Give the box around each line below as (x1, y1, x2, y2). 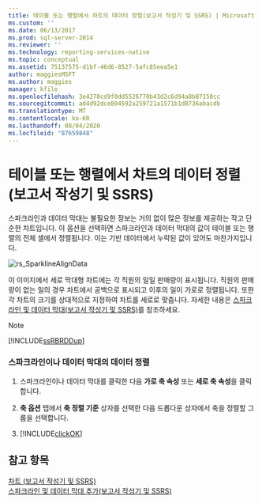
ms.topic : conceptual (8, 56, 80, 64)
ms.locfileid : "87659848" (8, 129, 93, 137)
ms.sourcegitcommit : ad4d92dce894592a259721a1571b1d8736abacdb (8, 100, 221, 108)
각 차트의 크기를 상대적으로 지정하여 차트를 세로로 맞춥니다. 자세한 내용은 (8, 294, 231, 304)
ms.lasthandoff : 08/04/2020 (8, 122, 101, 130)
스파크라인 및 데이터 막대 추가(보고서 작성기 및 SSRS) (8, 486, 172, 495)
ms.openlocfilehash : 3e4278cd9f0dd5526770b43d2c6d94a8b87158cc (8, 93, 221, 100)
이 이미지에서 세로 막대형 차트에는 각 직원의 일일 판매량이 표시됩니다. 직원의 (8, 274, 240, 285)
